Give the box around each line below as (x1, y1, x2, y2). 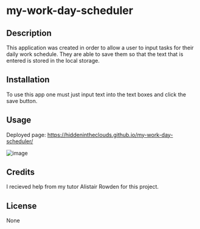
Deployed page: (6, 131, 46, 138)
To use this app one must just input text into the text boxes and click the (6, 91, 187, 98)
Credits (6, 167, 35, 177)
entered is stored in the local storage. (6, 57, 100, 64)
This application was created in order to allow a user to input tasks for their (6, 44, 194, 51)
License (6, 200, 37, 211)
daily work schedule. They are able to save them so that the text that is (6, 51, 184, 58)
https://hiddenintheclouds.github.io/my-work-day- (47, 131, 173, 138)
